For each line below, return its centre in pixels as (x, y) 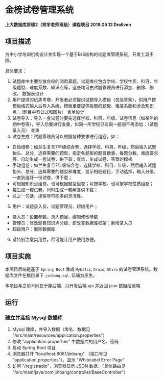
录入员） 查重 (26, 130)
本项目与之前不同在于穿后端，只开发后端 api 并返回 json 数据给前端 (73, 285)
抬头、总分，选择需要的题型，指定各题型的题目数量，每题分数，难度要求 (85, 153)
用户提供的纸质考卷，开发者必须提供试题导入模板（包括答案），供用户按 (84, 100)
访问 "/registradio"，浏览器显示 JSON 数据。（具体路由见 (69, 366)
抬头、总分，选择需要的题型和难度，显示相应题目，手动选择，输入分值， (85, 171)
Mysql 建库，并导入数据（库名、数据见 (51, 329)
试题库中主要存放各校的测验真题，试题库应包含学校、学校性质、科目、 (83, 81)
